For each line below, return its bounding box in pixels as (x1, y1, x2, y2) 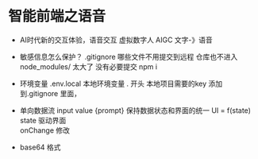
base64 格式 (19, 142, 61, 152)
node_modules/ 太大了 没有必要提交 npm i (19, 61, 157, 72)
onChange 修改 (19, 125, 70, 135)
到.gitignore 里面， (19, 88, 82, 98)
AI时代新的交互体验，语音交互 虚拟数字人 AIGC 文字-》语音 (19, 35, 213, 45)
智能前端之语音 (8, 7, 106, 25)
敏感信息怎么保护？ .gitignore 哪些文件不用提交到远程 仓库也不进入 (19, 52, 238, 61)
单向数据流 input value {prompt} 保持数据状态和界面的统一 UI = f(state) (19, 105, 252, 115)
